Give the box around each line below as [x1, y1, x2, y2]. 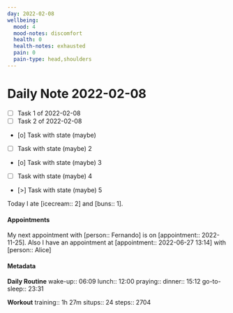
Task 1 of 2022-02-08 [17, 109, 81, 117]
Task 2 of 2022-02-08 [17, 117, 82, 125]
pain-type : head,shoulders [13, 56, 92, 63]
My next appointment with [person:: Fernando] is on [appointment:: [7, 231, 200, 240]
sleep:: [7, 284, 27, 293]
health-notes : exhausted [13, 43, 86, 50]
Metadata [7, 261, 36, 270]
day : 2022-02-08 [7, 10, 54, 17]
